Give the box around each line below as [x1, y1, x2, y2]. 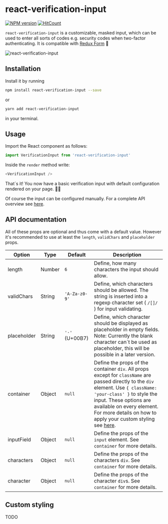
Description [112, 251, 141, 258]
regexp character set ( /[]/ [94, 299, 158, 306]
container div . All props [94, 365, 149, 372]
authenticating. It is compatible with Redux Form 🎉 [5, 40, 109, 46]
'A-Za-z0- [64, 291, 88, 296]
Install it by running [5, 78, 45, 84]
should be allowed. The [94, 286, 149, 293]
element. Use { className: [94, 384, 157, 391]
